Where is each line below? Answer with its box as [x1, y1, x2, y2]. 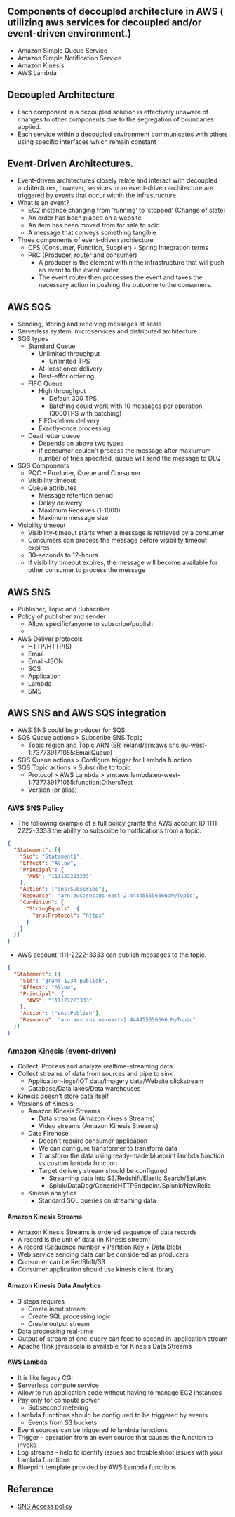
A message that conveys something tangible [27, 228, 156, 237]
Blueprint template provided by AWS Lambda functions [17, 1463, 177, 1471]
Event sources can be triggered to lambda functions [17, 1425, 168, 1434]
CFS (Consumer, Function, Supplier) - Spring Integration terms [27, 244, 209, 252]
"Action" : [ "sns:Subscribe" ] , [20, 886, 109, 893]
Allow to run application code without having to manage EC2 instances [17, 1388, 222, 1396]
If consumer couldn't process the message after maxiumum [38, 446, 212, 455]
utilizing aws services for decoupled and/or [7, 17, 202, 29]
